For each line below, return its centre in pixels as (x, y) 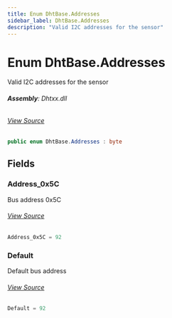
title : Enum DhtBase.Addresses (54, 14)
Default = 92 (27, 309)
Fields (21, 164)
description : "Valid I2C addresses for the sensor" (85, 27)
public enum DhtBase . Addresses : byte (65, 142)
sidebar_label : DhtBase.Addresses (59, 21)
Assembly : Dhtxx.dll (37, 98)
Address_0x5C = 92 (34, 237)
